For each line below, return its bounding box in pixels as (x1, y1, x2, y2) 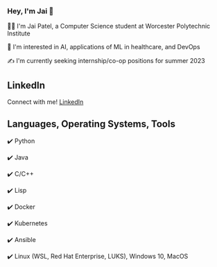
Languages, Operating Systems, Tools (7, 118, 175, 130)
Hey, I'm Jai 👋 (7, 6, 54, 16)
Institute (7, 29, 31, 37)
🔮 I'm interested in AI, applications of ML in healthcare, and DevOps (7, 43, 200, 51)
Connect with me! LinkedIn (7, 98, 84, 106)
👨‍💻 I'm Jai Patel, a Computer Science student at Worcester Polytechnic (7, 22, 211, 31)
